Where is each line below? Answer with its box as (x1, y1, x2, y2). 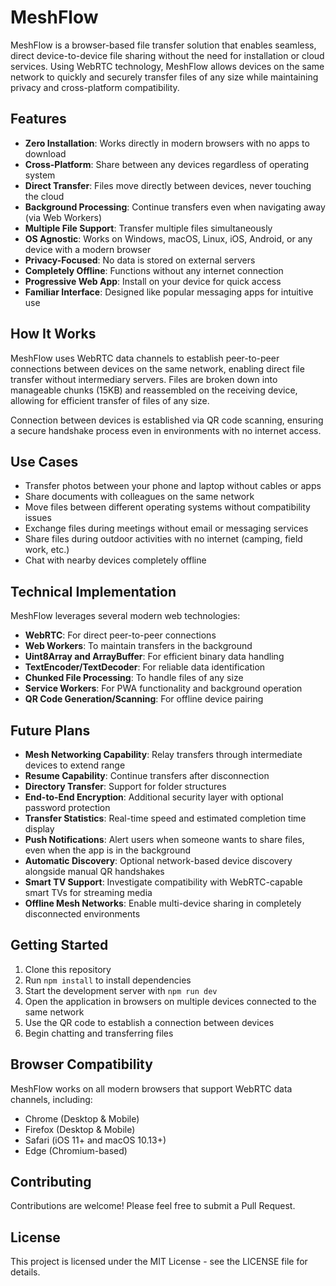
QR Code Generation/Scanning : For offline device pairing (24, 693, 264, 705)
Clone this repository (24, 963, 112, 975)
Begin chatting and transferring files (24, 1027, 174, 1039)
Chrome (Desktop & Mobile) (24, 1112, 140, 1125)
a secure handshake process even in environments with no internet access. (10, 424, 322, 436)
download (24, 147, 67, 160)
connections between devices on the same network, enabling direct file (10, 362, 305, 375)
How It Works (10, 326, 97, 343)
